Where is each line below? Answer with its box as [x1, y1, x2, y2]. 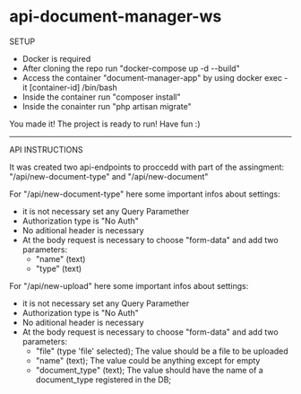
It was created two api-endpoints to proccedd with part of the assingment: [9, 162, 285, 172]
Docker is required [21, 53, 91, 64]
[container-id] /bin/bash [29, 82, 118, 92]
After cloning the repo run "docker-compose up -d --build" [21, 63, 240, 74]
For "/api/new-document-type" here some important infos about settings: [9, 188, 280, 199]
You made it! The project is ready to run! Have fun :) [9, 118, 201, 129]
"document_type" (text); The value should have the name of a [35, 364, 264, 375]
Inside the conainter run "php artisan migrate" [21, 101, 192, 111]
